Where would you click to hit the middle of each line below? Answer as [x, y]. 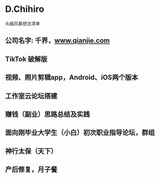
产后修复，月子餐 [31, 170]
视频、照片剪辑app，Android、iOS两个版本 [72, 78]
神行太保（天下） [31, 151]
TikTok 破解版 [27, 59]
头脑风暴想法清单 [23, 23]
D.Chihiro [25, 9]
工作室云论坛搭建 [31, 96]
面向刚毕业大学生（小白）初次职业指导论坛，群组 [80, 133]
